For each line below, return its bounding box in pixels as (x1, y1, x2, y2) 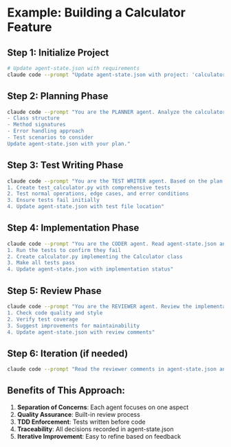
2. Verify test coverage (7, 316, 78, 323)
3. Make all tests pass (7, 260, 76, 266)
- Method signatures (7, 122, 67, 128)
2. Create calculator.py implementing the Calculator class (7, 253, 184, 260)
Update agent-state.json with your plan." (7, 140, 131, 147)
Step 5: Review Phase (7, 285, 102, 297)
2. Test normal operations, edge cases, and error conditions (7, 190, 189, 197)
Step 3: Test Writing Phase (7, 159, 124, 171)
